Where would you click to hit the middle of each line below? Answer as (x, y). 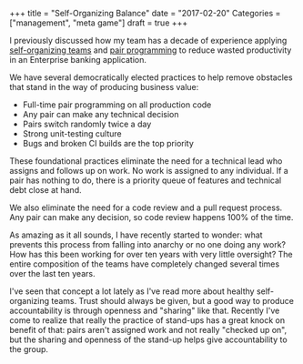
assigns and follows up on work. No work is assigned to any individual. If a (149, 171)
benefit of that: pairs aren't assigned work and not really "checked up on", (148, 330)
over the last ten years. (52, 273)
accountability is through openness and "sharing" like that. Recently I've (145, 310)
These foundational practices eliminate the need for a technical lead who (146, 161)
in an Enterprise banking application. (78, 60)
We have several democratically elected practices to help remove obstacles (151, 77)
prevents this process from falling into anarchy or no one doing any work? (148, 244)
